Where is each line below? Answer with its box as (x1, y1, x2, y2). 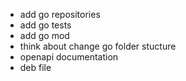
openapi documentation (19, 51, 119, 63)
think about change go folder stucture (19, 40, 177, 52)
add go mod (19, 30, 70, 41)
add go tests (19, 19, 72, 31)
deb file (19, 62, 52, 73)
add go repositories (19, 9, 101, 20)
